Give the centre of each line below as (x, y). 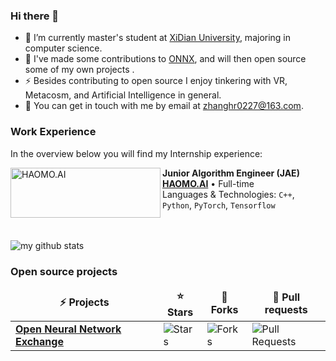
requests (286, 310)
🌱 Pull (286, 297)
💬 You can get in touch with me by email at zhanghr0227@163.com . (164, 106)
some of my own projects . (79, 70)
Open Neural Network (68, 329)
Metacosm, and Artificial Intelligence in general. (123, 95)
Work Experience (53, 132)
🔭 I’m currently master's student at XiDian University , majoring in (158, 38)
